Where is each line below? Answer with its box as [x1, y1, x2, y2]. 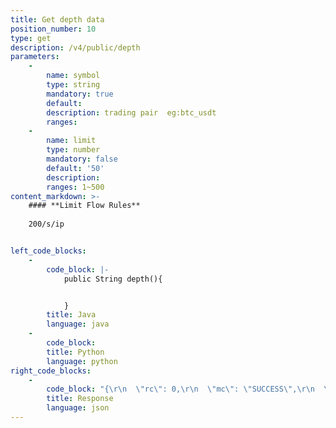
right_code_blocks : [10, 366, 92, 376]
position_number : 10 [10, 24, 97, 34]
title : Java [46, 310, 97, 320]
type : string [46, 80, 101, 90]
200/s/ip [28, 219, 65, 230]
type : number [46, 145, 101, 155]
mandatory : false [46, 154, 118, 164]
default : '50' [46, 163, 105, 173]
